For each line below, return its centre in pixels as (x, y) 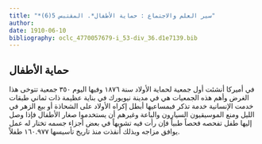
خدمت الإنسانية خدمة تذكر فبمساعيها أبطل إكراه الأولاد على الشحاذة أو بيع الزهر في (131, 106)
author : (22, 23)
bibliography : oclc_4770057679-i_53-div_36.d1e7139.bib (103, 38)
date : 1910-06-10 (38, 30)
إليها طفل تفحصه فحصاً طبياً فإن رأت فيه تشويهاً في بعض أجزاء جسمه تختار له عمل (131, 123)
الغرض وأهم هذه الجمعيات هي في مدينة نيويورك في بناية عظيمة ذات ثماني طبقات (129, 98)
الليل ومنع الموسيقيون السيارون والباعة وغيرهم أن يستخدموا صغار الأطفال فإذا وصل (132, 115)
